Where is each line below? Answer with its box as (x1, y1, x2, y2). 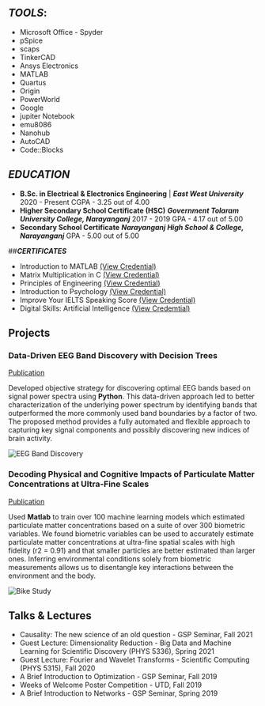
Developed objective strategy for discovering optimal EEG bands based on (8, 383, 251, 393)
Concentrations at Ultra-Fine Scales (8, 478, 150, 489)
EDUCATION (8, 168, 70, 181)
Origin (19, 86, 40, 96)
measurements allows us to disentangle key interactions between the (8, 562, 234, 572)
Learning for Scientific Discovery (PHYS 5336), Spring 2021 (19, 647, 215, 656)
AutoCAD (19, 136, 51, 145)
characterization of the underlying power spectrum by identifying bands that (8, 400, 258, 410)
